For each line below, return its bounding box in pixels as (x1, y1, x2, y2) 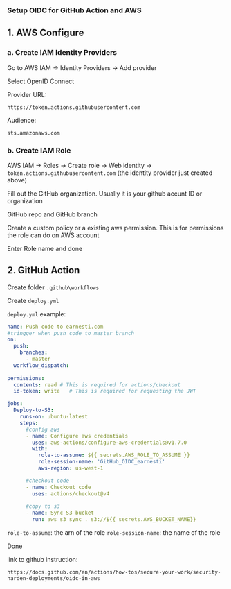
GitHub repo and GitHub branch (7, 210, 98, 219)
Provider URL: (7, 90, 47, 99)
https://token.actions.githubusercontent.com (7, 103, 140, 111)
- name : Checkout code (25, 484, 91, 490)
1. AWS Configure (7, 27, 84, 39)
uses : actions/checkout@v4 (32, 490, 110, 497)
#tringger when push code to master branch (7, 330, 135, 336)
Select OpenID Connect (7, 77, 75, 85)
